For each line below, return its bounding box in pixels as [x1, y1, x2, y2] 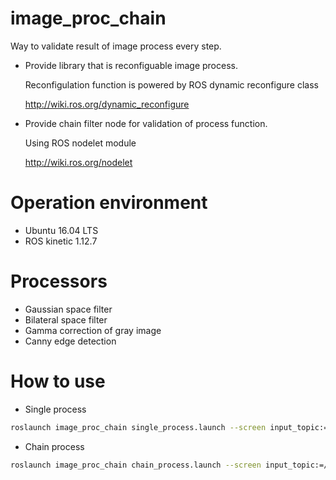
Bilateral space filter [24, 313, 108, 326]
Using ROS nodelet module [24, 137, 137, 149]
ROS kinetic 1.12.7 [24, 235, 98, 247]
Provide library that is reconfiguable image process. [24, 59, 238, 71]
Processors [10, 270, 108, 293]
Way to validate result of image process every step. [10, 40, 222, 52]
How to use [10, 370, 106, 392]
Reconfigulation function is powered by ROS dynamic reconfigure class [24, 78, 319, 91]
